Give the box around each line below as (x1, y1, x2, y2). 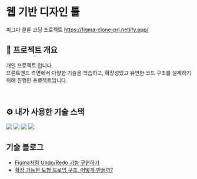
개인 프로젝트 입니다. (6, 61, 54, 69)
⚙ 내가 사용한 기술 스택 (6, 107, 85, 117)
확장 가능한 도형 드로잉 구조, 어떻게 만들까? (14, 167, 113, 174)
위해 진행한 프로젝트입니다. (6, 76, 68, 83)
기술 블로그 (6, 142, 44, 152)
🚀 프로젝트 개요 (6, 45, 58, 55)
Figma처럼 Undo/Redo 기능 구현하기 (14, 159, 100, 166)
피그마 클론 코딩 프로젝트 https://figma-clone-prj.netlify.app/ (6, 26, 149, 33)
